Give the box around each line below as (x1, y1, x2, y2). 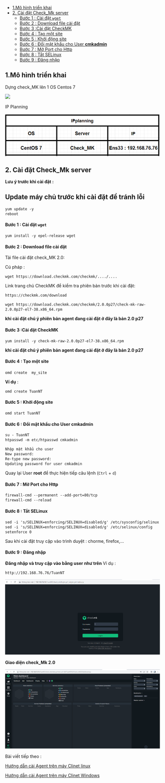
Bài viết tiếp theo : (5, 754, 42, 759)
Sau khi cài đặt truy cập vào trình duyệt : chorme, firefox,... (5, 538, 124, 544)
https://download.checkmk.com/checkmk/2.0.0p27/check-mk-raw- (16, 302, 146, 307)
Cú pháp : (5, 264, 25, 270)
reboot (5, 211, 19, 216)
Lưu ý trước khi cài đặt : (5, 179, 54, 185)
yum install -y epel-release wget (5, 233, 76, 238)
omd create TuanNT (5, 389, 43, 394)
